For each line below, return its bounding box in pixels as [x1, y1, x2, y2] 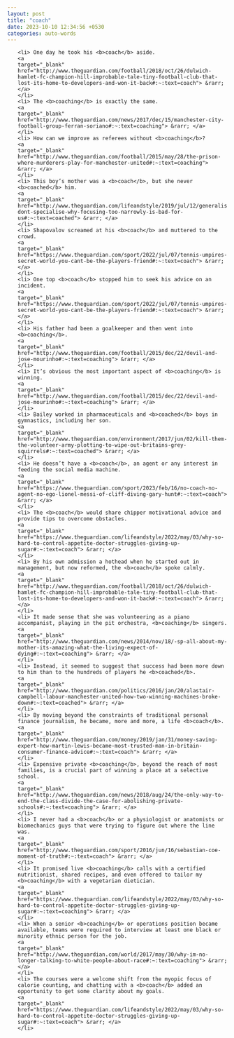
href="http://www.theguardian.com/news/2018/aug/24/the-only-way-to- [17, 792, 225, 799]
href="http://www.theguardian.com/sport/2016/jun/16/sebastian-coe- [17, 847, 221, 854]
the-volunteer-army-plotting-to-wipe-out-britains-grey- [17, 442, 187, 449]
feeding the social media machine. [17, 466, 122, 473]
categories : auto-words [7, 29, 77, 37]
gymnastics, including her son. [17, 417, 112, 424]
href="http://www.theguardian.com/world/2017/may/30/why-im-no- [17, 951, 209, 958]
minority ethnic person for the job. [17, 933, 128, 940]
